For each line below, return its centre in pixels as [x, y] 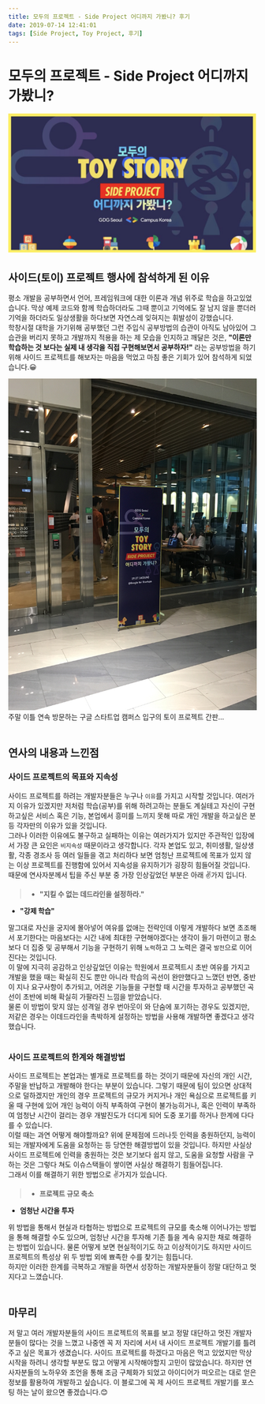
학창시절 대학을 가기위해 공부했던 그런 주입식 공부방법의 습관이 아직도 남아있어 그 [132, 328]
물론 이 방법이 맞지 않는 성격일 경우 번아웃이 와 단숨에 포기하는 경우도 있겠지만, [129, 1006]
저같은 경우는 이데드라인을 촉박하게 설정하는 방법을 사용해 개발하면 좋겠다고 [124, 1016]
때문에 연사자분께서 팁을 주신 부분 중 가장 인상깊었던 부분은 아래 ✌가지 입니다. [127, 875]
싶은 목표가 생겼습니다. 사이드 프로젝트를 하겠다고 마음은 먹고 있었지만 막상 [137, 1352]
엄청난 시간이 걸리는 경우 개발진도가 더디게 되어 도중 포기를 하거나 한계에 [128, 1115]
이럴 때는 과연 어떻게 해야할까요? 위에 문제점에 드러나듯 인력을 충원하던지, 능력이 [132, 1135]
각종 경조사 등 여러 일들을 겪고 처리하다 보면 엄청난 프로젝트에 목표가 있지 [131, 855]
